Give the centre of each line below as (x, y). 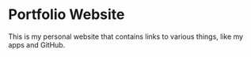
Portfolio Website (67, 15)
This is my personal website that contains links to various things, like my (126, 36)
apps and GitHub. (37, 44)
